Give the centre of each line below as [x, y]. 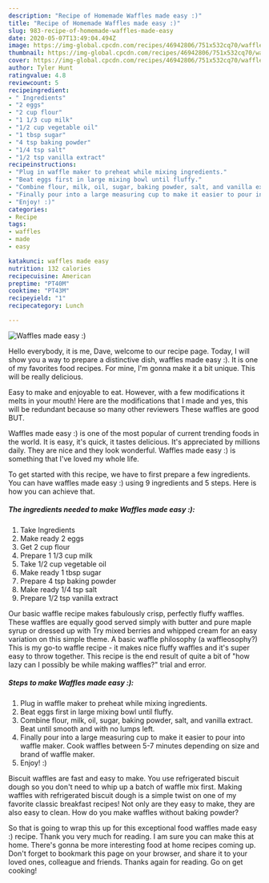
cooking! [23, 870]
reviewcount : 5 [34, 83]
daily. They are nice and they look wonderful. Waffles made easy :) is [122, 450]
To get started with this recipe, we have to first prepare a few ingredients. [129, 474]
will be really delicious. [46, 377]
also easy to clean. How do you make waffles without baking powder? [123, 812]
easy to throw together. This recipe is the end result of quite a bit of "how [129, 656]
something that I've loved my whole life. [74, 458]
